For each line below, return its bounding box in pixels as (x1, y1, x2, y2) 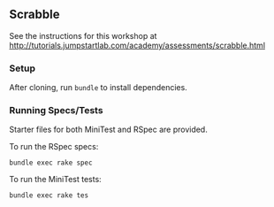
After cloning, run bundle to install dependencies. (9, 82, 187, 93)
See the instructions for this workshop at (9, 30, 157, 41)
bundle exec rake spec (9, 158, 93, 167)
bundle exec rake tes (9, 191, 89, 200)
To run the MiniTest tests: (9, 174, 102, 185)
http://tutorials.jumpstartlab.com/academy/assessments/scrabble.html (9, 40, 266, 50)
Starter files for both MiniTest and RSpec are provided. (9, 124, 208, 135)
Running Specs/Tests (9, 104, 103, 117)
